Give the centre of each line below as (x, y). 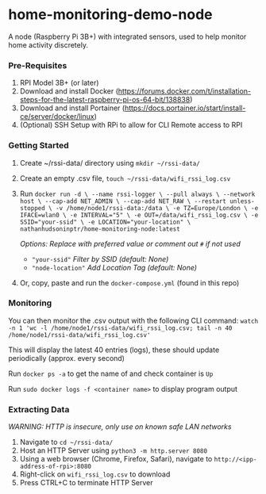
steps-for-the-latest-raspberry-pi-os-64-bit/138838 (105, 100)
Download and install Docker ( (69, 91)
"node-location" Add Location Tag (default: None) (114, 267)
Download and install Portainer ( (72, 108)
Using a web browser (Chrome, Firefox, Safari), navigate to (116, 459)
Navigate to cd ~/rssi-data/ (66, 442)
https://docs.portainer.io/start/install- (185, 108)
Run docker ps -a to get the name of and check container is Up (111, 373)
